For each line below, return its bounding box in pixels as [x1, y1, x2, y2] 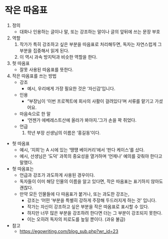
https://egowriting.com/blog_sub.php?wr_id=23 [19, 228, 119, 234]
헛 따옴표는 [12, 165, 34, 172]
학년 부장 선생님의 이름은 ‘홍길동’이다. [27, 129, 101, 135]
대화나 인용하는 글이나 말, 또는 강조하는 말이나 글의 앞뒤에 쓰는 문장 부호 [19, 28, 160, 34]
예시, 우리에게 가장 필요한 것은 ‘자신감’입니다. [27, 85, 116, 91]
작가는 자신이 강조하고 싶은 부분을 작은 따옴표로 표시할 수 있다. [27, 203, 149, 210]
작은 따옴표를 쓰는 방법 [12, 73, 57, 79]
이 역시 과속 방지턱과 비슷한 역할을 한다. [19, 54, 98, 60]
